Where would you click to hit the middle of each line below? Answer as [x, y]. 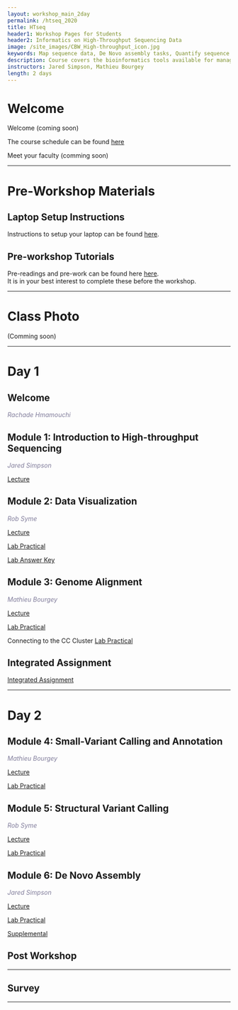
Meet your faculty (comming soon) [58, 156]
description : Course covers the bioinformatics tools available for [110, 60]
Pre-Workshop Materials [81, 191]
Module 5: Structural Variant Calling [88, 808]
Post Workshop [42, 956]
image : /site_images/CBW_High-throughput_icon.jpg [84, 47]
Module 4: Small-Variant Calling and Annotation [115, 742]
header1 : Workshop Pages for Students [64, 34]
